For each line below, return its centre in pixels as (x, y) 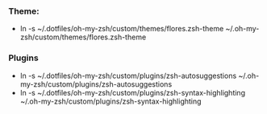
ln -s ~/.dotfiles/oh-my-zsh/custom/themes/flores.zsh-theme (122, 29)
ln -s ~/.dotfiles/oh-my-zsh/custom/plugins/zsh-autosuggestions (128, 75)
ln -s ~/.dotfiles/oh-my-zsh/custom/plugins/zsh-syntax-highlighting (133, 92)
